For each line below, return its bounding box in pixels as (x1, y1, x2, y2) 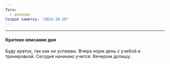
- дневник (10, 12, 30, 17)
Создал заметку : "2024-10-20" (5, 16, 69, 21)
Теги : (5, 7, 17, 12)
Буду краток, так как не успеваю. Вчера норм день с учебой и (5, 48, 141, 54)
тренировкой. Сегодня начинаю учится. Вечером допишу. (5, 53, 132, 59)
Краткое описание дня (5, 36, 56, 42)
